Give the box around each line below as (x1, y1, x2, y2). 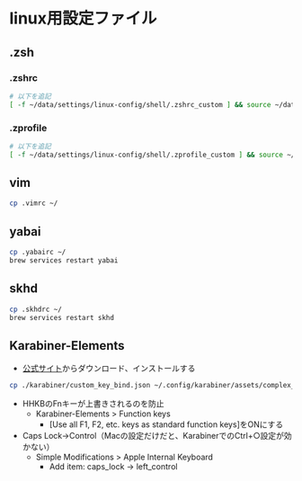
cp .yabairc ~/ (9, 248, 67, 257)
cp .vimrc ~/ (9, 199, 58, 208)
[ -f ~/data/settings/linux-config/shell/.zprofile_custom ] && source (9, 150, 283, 159)
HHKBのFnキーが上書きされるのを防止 (22, 398, 164, 409)
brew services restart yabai (9, 256, 119, 265)
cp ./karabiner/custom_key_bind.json (9, 381, 151, 390)
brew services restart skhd (9, 313, 115, 322)
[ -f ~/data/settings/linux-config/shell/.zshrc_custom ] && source (9, 100, 271, 109)
